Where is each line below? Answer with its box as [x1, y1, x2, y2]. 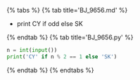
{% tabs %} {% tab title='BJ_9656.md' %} [6, 6, 128, 14]
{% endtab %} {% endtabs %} [6, 66, 94, 74]
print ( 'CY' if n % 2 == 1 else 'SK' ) [6, 53, 117, 60]
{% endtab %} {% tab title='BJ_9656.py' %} [6, 33, 134, 41]
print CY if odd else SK [16, 20, 84, 27]
